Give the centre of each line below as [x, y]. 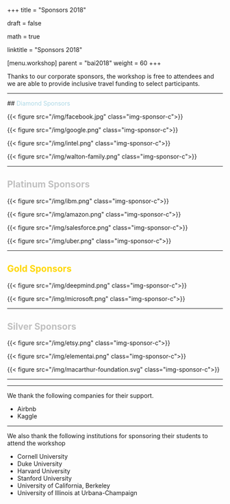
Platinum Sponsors [49, 184]
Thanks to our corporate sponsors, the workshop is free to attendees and [111, 76]
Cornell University [42, 457]
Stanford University [44, 479]
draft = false [24, 23]
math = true [24, 36]
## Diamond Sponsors [39, 103]
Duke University [40, 464]
